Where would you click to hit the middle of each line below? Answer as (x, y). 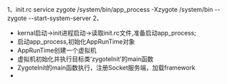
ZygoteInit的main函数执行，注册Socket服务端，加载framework (106, 68)
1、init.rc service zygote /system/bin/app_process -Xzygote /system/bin (110, 9)
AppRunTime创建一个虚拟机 (57, 50)
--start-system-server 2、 (65, 18)
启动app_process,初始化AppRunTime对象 (76, 42)
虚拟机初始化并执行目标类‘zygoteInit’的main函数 (85, 59)
